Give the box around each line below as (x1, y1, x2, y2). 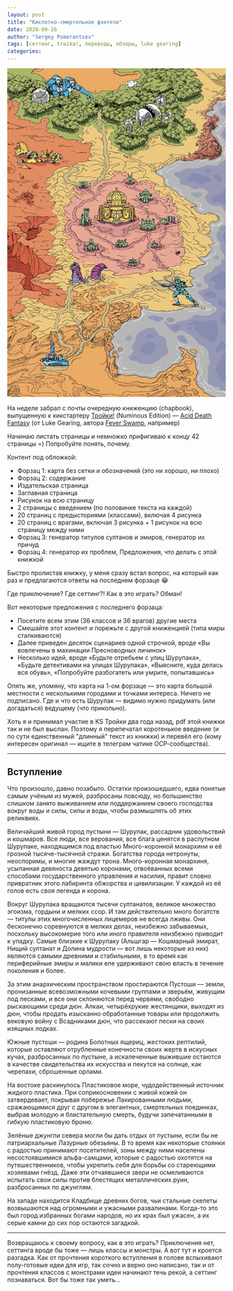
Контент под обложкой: (7, 453, 77, 461)
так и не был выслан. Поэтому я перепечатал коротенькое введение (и (7, 724, 220, 733)
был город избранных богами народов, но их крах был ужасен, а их (7, 1211, 210, 1220)
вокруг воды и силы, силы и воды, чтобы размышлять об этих (7, 807, 192, 815)
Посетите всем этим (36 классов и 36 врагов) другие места (17, 616, 197, 625)
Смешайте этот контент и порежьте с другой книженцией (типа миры (17, 623, 225, 632)
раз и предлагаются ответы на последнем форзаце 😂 (7, 576, 169, 584)
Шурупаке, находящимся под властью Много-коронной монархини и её (7, 842, 223, 851)
